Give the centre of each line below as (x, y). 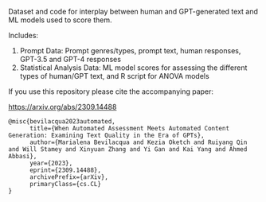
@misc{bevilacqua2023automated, (62, 122)
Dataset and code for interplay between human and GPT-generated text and (133, 12)
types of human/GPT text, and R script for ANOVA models (114, 76)
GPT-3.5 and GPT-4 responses (70, 59)
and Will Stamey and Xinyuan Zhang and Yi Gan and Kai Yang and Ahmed (128, 150)
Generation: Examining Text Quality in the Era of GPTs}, (106, 135)
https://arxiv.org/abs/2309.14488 (63, 107)
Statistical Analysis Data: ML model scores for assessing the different (133, 68)
